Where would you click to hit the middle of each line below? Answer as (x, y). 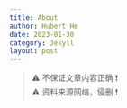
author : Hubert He (44, 26)
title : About (34, 18)
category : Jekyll (42, 43)
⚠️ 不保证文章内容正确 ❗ (75, 78)
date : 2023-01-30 (42, 34)
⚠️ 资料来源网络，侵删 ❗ (75, 92)
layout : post (34, 51)
